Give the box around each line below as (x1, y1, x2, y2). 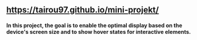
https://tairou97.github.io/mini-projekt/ (6, 5, 159, 15)
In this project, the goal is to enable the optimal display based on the (6, 21, 183, 29)
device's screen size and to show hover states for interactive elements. (6, 28, 191, 35)
